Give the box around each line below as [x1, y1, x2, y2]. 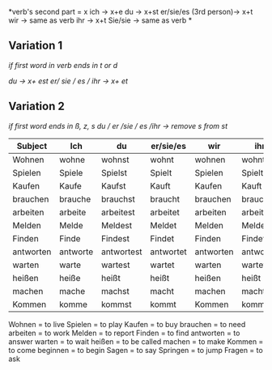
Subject [16, 140, 48, 151]
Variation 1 [8, 39, 63, 53]
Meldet [150, 219, 177, 231]
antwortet [150, 246, 188, 257]
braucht [150, 194, 181, 205]
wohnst [100, 154, 130, 165]
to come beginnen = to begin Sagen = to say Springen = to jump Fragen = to [8, 345, 263, 355]
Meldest [100, 219, 132, 231]
